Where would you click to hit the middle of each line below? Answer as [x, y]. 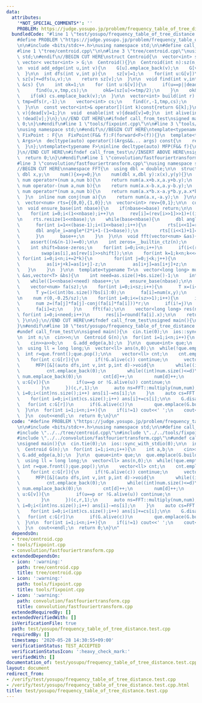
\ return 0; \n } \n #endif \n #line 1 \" [64, 157]
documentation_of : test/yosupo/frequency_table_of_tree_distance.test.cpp [102, 663]
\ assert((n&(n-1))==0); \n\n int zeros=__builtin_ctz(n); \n [102, 242]
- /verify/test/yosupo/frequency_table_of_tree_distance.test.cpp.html [98, 685]
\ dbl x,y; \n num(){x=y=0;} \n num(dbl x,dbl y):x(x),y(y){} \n [105, 175]
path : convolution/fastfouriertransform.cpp [74, 601]
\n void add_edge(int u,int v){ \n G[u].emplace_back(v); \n [98, 68]
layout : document [28, 668]
